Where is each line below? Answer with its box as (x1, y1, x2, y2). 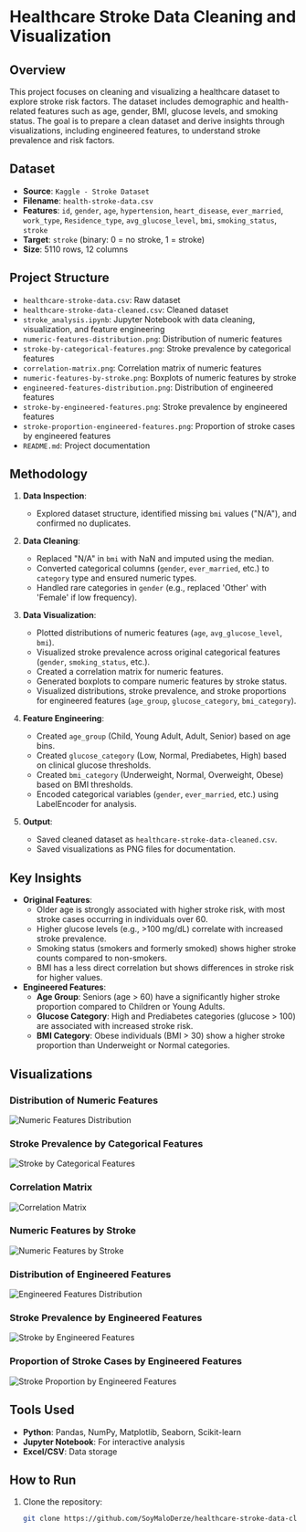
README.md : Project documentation (22, 440, 151, 451)
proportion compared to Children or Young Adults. (36, 1002, 226, 1013)
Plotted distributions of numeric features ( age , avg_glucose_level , (36, 627, 283, 638)
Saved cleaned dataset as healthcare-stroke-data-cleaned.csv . (36, 834, 278, 845)
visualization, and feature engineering (22, 323, 165, 334)
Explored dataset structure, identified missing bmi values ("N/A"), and (36, 509, 297, 519)
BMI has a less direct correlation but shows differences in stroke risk (36, 962, 295, 973)
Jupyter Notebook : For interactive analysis (22, 1436, 185, 1447)
